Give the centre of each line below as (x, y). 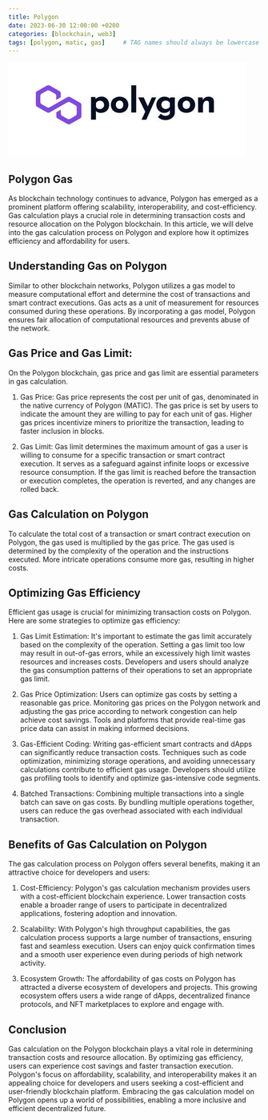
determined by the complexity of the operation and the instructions (119, 550)
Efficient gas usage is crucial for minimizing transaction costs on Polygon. (130, 612)
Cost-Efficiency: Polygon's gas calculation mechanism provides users (135, 888)
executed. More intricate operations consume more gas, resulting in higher (131, 559)
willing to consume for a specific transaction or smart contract (122, 455)
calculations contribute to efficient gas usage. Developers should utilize (138, 769)
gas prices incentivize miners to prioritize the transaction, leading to (132, 422)
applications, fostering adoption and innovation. (98, 914)
